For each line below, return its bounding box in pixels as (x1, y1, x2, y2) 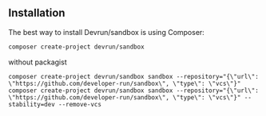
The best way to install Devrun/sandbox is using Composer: (8, 27, 205, 37)
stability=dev (8, 100, 56, 108)
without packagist (8, 57, 67, 67)
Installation (8, 6, 66, 20)
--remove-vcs (58, 100, 102, 108)
